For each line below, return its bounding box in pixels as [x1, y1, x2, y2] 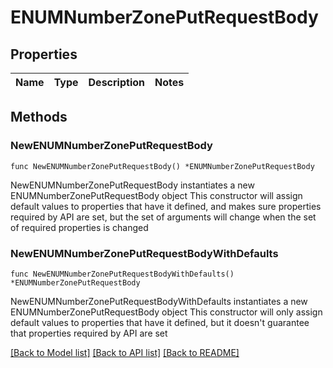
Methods [10, 109, 68, 126]
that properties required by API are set [10, 327, 168, 339]
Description [88, 76, 145, 89]
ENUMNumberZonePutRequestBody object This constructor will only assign [10, 306, 323, 318]
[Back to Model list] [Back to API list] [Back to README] [10, 346, 240, 358]
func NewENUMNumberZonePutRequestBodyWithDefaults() [10, 269, 235, 279]
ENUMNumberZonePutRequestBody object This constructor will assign [10, 189, 303, 201]
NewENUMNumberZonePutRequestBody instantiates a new [10, 179, 255, 191]
